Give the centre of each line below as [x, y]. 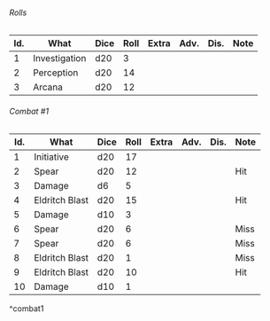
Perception [55, 73]
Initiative [51, 157]
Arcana [48, 87]
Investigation [59, 59]
